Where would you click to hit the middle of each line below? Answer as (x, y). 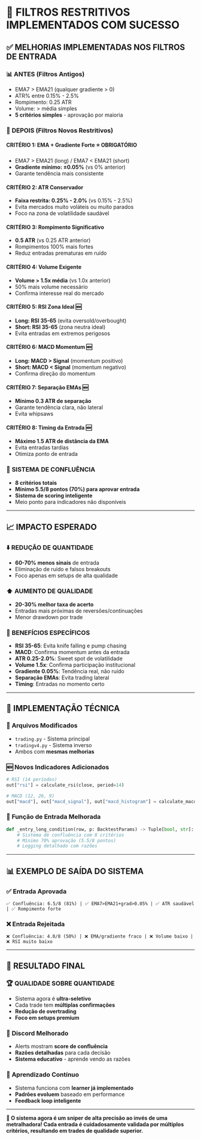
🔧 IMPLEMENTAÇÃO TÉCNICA (63, 708)
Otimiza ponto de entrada (46, 454)
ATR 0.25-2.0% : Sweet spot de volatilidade (68, 658)
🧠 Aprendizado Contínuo (43, 1075)
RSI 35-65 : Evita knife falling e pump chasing (71, 646)
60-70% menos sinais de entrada (57, 563)
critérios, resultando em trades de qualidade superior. (75, 1130)
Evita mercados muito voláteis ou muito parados (74, 207)
